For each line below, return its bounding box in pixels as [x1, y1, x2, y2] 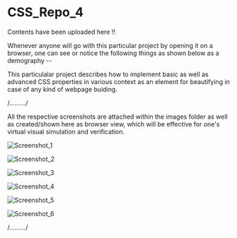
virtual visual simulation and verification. [7, 127, 125, 136]
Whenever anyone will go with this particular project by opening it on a [7, 41, 214, 49]
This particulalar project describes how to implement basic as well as [7, 70, 209, 78]
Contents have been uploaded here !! [7, 28, 115, 36]
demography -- [7, 56, 52, 64]
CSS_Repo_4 [7, 4, 83, 20]
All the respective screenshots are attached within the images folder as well [7, 112, 228, 121]
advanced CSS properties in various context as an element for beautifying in [7, 77, 230, 85]
